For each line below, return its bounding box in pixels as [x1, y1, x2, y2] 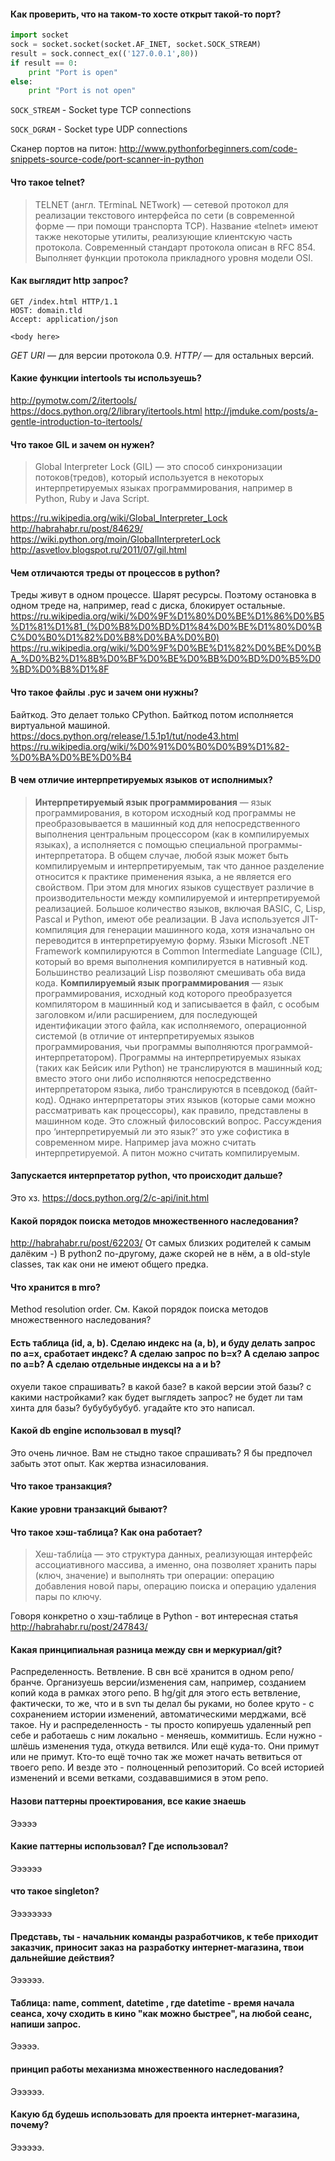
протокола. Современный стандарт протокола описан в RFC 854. [34, 241, 316, 253]
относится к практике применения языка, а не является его [34, 870, 292, 882]
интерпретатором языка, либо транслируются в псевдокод [34, 1083, 290, 1095]
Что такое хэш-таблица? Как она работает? [10, 1526, 203, 1538]
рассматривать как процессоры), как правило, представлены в [34, 1104, 309, 1116]
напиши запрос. [10, 2018, 82, 2030]
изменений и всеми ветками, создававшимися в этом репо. [10, 1772, 269, 1784]
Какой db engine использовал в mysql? [10, 1425, 182, 1437]
